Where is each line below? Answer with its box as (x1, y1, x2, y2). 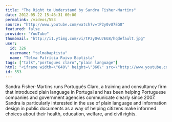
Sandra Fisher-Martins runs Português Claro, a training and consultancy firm (5, 84, 167, 90)
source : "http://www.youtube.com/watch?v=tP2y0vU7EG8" (5, 22, 125, 27)
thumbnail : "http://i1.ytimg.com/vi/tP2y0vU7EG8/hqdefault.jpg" (5, 36, 145, 42)
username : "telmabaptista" (10, 50, 68, 55)
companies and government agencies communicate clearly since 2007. (5, 94, 156, 100)
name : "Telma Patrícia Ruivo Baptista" (10, 55, 95, 60)
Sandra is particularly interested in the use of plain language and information (5, 100, 167, 106)
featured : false (5, 27, 40, 32)
